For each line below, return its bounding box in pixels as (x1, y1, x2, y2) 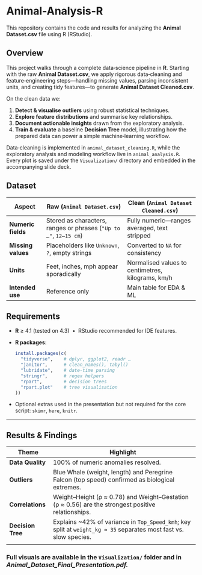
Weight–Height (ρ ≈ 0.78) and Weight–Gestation (53, 493, 189, 501)
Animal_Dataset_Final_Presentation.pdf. (6, 561, 128, 569)
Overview (6, 48, 44, 58)
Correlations (9, 500, 46, 509)
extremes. (53, 483, 81, 492)
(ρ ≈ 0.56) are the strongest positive (53, 500, 156, 509)
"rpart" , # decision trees (20, 379, 107, 385)
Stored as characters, (46, 216, 107, 224)
